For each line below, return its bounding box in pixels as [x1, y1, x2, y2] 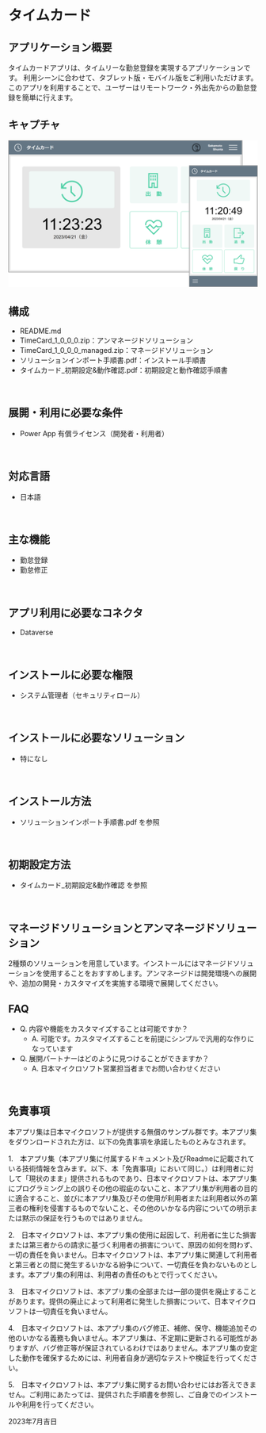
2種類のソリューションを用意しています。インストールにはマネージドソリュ [8, 959, 254, 968]
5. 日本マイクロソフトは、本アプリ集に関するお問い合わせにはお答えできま [8, 1380, 257, 1389]
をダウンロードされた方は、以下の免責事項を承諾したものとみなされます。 [8, 1136, 251, 1146]
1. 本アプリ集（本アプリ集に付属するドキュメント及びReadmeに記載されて [8, 1154, 255, 1163]
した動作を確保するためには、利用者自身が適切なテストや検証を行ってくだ [8, 1353, 251, 1362]
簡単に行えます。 [21, 93, 78, 102]
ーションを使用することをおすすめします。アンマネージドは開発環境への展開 [8, 968, 257, 979]
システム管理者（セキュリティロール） [19, 690, 145, 699]
